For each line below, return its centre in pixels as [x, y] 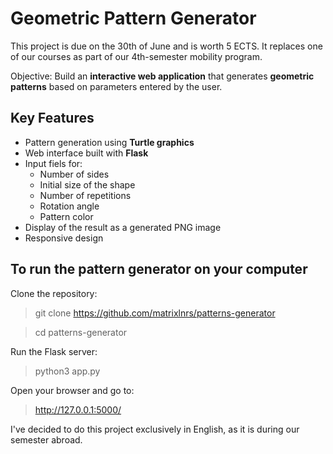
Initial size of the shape [87, 184]
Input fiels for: [53, 163]
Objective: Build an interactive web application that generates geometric [162, 76]
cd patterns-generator [81, 332]
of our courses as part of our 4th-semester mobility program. [136, 56]
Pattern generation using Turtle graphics [109, 142]
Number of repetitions [85, 195]
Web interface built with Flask [86, 153]
